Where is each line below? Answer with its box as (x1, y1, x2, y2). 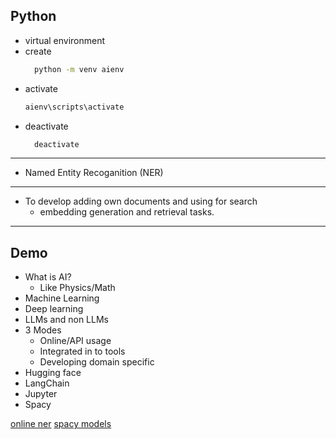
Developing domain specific (39, 356, 155, 368)
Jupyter (24, 388, 58, 400)
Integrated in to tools (39, 345, 126, 358)
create (24, 45, 52, 57)
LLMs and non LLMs (24, 314, 109, 326)
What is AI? (24, 271, 72, 283)
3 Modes (24, 324, 62, 336)
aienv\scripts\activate (24, 102, 125, 112)
